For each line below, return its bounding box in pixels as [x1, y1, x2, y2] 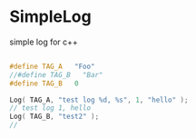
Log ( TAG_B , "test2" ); [9, 112, 100, 122]
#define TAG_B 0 [9, 79, 79, 88]
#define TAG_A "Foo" [9, 62, 95, 71]
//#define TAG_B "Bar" [9, 70, 103, 79]
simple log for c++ [9, 36, 79, 47]
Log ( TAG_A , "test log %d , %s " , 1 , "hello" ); [9, 95, 189, 104]
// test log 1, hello [9, 103, 92, 113]
